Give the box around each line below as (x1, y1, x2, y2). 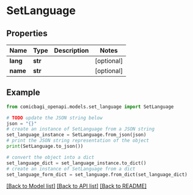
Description (54, 47, 89, 55)
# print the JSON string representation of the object (6, 137, 149, 144)
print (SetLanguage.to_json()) (6, 143, 84, 150)
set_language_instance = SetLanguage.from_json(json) (6, 132, 147, 138)
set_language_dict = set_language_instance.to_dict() (6, 160, 147, 166)
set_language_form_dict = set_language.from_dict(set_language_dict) (6, 171, 188, 178)
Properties (6, 28, 48, 39)
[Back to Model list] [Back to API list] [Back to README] (6, 182, 147, 190)
